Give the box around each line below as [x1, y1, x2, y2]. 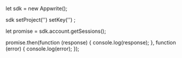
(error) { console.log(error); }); [5, 45, 79, 52]
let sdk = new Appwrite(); [5, 5, 68, 12]
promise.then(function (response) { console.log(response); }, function [5, 39, 176, 46]
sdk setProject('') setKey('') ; [5, 16, 76, 23]
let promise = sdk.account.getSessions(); [5, 28, 106, 35]
